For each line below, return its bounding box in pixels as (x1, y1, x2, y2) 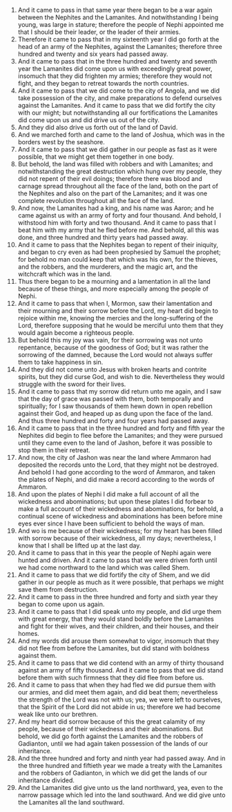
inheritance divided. (17, 776, 75, 784)
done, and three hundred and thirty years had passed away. (17, 233, 188, 241)
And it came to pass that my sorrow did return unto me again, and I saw (17, 387, 222, 396)
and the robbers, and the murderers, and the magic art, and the (17, 262, 198, 271)
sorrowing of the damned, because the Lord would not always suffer (17, 351, 213, 358)
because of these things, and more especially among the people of (17, 284, 209, 293)
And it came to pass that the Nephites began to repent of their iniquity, (17, 241, 219, 249)
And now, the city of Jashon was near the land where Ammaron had (17, 454, 211, 461)
